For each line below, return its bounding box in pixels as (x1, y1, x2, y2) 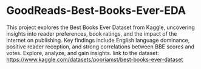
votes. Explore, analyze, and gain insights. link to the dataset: (6, 49, 159, 56)
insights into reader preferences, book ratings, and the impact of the (6, 30, 177, 37)
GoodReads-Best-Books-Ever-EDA (6, 4, 186, 18)
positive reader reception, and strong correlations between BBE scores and (6, 43, 195, 50)
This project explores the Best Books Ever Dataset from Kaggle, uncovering (6, 24, 196, 31)
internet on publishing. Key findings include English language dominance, (6, 36, 190, 44)
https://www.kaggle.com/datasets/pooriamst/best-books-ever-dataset (6, 56, 183, 63)
